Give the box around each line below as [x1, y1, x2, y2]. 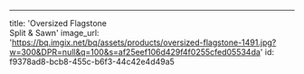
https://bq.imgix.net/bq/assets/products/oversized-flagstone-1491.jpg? [12, 37, 277, 48]
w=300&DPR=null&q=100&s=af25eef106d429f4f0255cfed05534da [9, 47, 261, 57]
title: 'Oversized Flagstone [9, 18, 107, 28]
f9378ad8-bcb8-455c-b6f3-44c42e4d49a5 [9, 56, 175, 67]
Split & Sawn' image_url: [9, 28, 100, 38]
